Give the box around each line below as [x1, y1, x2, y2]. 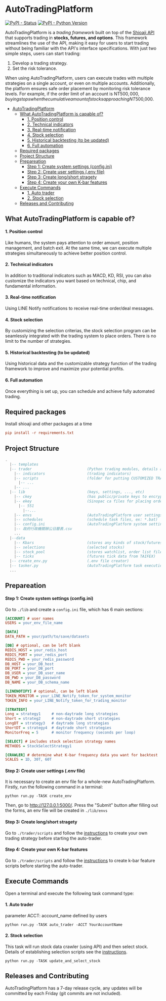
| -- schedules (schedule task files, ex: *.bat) [14, 517, 158, 522]
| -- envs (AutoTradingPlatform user [14, 513, 142, 518]
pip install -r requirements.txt [5, 430, 74, 435]
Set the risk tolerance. [12, 65, 58, 71]
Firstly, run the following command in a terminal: [5, 784, 103, 790]
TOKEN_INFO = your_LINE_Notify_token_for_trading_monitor [5, 698, 127, 703]
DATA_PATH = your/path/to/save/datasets [5, 634, 90, 639]
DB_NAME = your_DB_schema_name [5, 680, 70, 685]
